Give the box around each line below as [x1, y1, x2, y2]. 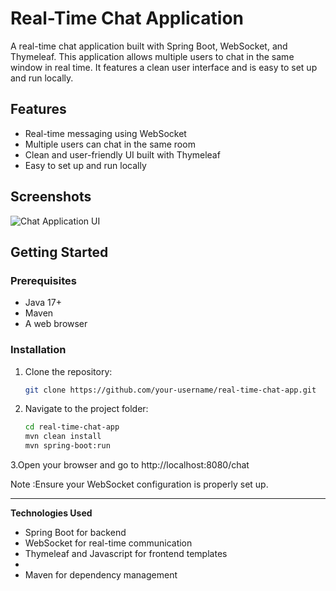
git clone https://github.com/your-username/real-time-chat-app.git [24, 385, 317, 395]
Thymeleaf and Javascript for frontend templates [24, 548, 228, 560]
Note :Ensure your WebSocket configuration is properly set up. [10, 478, 269, 491]
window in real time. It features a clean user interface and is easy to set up [10, 61, 318, 73]
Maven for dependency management [24, 569, 178, 581]
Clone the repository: [24, 365, 113, 377]
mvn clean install [24, 432, 102, 442]
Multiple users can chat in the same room [24, 138, 196, 150]
